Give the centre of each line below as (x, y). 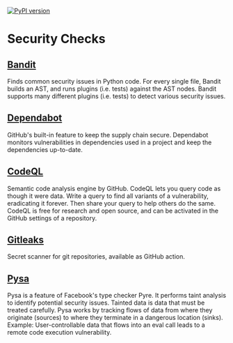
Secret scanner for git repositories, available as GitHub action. (96, 257)
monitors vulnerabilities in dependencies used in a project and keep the (110, 142)
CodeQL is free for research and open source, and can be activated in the (113, 211)
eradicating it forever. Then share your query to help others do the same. (111, 203)
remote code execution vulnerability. (59, 333)
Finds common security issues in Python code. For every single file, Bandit (114, 81)
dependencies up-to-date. (45, 149)
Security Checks (56, 39)
